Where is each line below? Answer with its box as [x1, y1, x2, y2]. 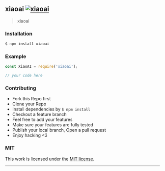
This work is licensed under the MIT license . [5, 156, 95, 162]
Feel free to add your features [12, 116, 73, 123]
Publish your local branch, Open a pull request [12, 127, 106, 133]
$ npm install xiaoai [5, 41, 50, 47]
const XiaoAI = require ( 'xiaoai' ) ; [5, 64, 78, 69]
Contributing [5, 85, 36, 91]
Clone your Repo [12, 101, 47, 107]
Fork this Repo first [12, 96, 51, 102]
